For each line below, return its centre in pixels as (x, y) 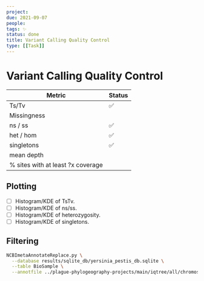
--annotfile (27, 272)
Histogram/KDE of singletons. (52, 221)
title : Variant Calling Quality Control (58, 40)
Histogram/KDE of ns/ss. (46, 208)
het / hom (23, 135)
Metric (56, 95)
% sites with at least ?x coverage (56, 165)
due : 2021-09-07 (27, 18)
